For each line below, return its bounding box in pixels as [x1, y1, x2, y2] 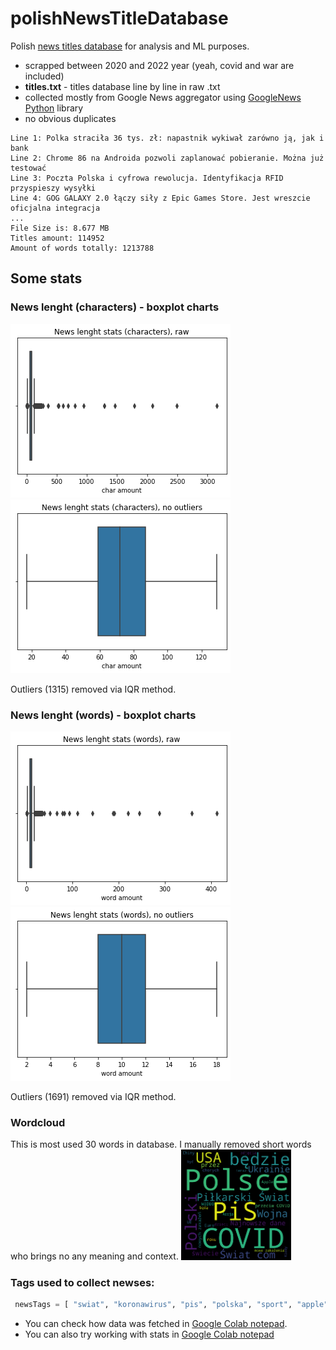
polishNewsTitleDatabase [10, 7, 229, 30]
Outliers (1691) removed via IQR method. [10, 1090, 177, 1102]
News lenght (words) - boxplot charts [10, 708, 197, 722]
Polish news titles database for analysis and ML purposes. [10, 40, 250, 52]
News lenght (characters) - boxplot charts [10, 300, 220, 314]
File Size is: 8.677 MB [10, 223, 110, 233]
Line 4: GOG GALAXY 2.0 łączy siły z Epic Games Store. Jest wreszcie [10, 193, 311, 203]
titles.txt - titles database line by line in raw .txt [24, 80, 221, 92]
